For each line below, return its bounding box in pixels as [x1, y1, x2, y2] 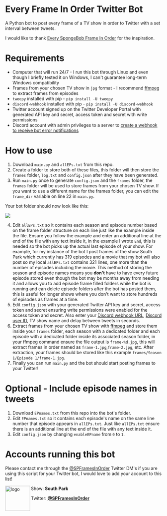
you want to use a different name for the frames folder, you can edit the [12, 188, 159, 194]
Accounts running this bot [5, 449, 115, 460]
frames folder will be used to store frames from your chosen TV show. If [12, 182, 159, 188]
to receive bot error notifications [12, 127, 79, 133]
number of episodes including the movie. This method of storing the [12, 264, 152, 270]
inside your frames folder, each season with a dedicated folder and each [12, 328, 160, 334]
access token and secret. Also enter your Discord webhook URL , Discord [12, 312, 162, 318]
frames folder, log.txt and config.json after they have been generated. [12, 172, 159, 178]
